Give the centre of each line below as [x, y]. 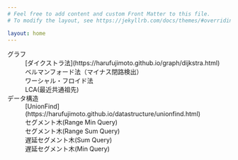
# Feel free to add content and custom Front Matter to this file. [109, 14]
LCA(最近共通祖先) [52, 90]
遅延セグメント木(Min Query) [67, 149]
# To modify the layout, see [50, 21]
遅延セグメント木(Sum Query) [69, 140]
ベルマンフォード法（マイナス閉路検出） [84, 72]
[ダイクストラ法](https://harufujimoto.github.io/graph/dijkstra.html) [123, 63]
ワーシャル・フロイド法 [59, 81]
